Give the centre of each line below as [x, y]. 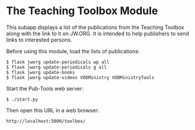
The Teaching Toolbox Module [82, 11]
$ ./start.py [22, 99]
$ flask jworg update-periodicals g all [57, 67]
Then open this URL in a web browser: [53, 110]
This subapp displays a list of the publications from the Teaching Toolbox [95, 27]
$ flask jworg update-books [41, 72]
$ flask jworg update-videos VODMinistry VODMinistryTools [80, 77]
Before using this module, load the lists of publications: [73, 51]
